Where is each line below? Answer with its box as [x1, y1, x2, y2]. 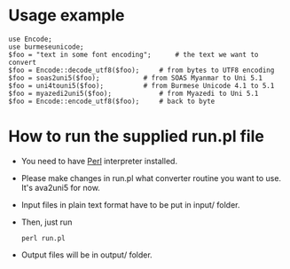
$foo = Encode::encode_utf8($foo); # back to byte [8, 97, 216, 106]
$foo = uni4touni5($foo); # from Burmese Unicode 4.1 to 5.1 [8, 81, 275, 90]
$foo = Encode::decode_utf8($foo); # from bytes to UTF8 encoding [8, 66, 275, 75]
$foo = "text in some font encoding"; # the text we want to [8, 50, 259, 59]
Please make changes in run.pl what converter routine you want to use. [20, 172, 281, 183]
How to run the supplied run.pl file [8, 126, 265, 146]
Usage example [8, 5, 125, 26]
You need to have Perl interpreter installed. [20, 155, 178, 166]
